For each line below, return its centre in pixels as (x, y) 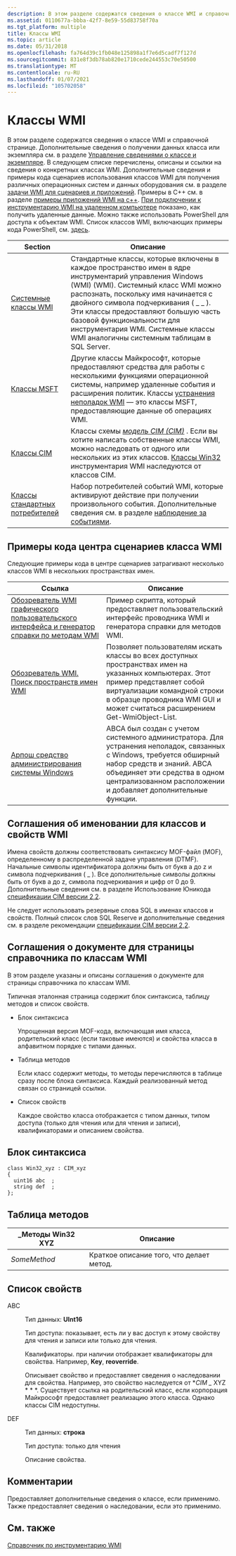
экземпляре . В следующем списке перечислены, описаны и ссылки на (114, 162)
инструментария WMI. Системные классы (143, 329)
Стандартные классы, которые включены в (145, 259)
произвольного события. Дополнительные (144, 504)
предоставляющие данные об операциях (141, 411)
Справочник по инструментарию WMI (64, 1545)
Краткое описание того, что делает (149, 1255)
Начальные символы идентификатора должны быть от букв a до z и (110, 866)
